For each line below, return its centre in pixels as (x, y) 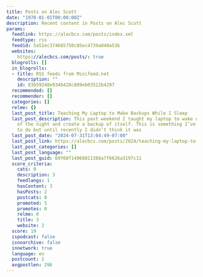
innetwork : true (32, 248)
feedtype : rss (29, 40)
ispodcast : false (34, 236)
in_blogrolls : (29, 68)
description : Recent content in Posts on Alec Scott (74, 23)
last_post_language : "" (41, 152)
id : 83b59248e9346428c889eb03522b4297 (66, 85)
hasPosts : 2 (32, 192)
